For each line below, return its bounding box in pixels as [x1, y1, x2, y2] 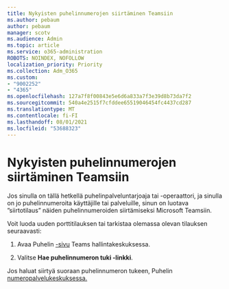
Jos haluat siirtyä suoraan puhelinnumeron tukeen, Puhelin [7, 267, 173, 275]
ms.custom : [7, 73, 38, 81]
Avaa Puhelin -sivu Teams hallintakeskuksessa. [16, 240, 151, 248]
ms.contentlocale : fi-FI [7, 112, 78, 119]
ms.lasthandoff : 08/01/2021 [7, 118, 88, 126]
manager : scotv [7, 29, 51, 36]
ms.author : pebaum [7, 16, 60, 23]
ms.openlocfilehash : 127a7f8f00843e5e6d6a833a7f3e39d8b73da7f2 [7, 93, 192, 100]
